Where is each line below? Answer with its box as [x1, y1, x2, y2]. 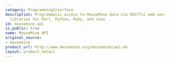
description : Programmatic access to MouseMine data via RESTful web [5, 12, 155, 17]
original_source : [5, 35, 42, 40]
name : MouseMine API [5, 30, 49, 35]
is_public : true [5, 26, 39, 31]
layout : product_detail [5, 49, 56, 54]
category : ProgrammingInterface [5, 7, 73, 12]
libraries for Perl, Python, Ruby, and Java [10, 16, 105, 21]
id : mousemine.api [5, 21, 44, 26]
